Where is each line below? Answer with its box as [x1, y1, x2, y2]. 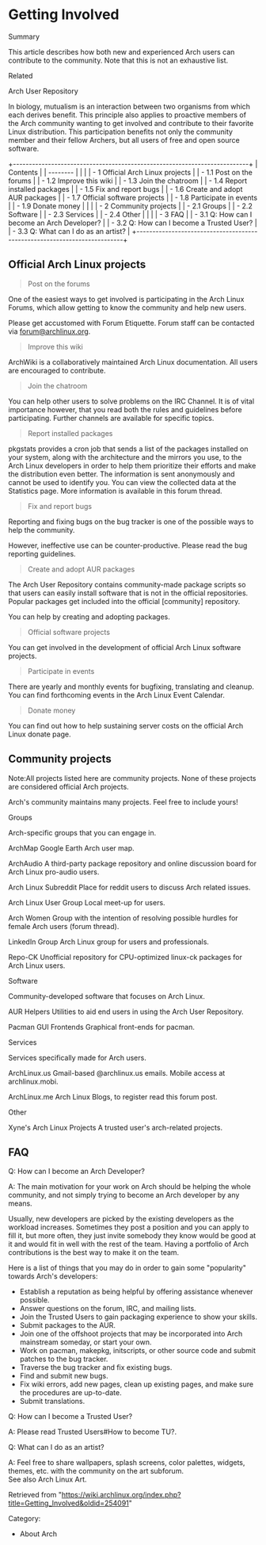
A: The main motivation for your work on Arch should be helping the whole [8, 1182, 251, 1191]
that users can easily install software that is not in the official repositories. [8, 588, 249, 598]
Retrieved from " [8, 1490, 62, 1500]
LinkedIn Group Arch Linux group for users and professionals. [8, 937, 210, 947]
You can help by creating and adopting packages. [8, 612, 170, 621]
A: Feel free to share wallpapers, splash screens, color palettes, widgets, [8, 1458, 245, 1467]
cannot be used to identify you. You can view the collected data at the [8, 477, 237, 487]
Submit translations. [19, 1397, 85, 1406]
